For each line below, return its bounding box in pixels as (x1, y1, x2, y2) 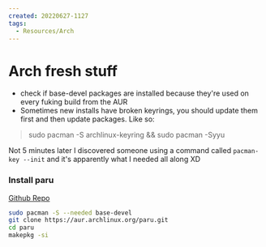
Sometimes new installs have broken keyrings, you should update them (19, 106, 258, 116)
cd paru (8, 224, 35, 232)
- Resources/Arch (15, 27, 75, 35)
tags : (8, 19, 27, 28)
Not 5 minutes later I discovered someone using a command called (8, 146, 232, 155)
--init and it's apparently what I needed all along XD (23, 155, 201, 164)
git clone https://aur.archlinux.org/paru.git (8, 216, 169, 224)
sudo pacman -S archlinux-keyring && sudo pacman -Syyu (28, 130, 225, 140)
